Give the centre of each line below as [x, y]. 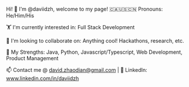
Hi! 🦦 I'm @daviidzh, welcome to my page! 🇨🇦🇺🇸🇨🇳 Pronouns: [85, 9]
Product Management [32, 58]
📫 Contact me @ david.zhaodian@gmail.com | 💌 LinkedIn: [77, 70]
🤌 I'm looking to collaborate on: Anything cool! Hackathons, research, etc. [95, 41]
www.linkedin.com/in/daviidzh [43, 78]
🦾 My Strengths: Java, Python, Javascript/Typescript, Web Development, [95, 52]
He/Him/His [20, 15]
